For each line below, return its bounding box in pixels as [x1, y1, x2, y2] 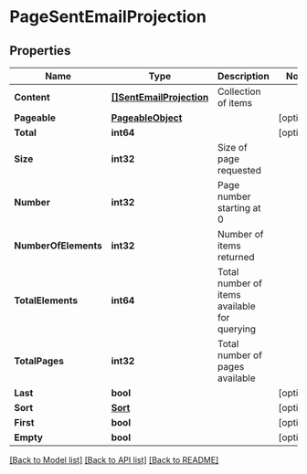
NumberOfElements [14, 239, 102, 252]
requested [217, 164, 262, 176]
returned [217, 251, 255, 263]
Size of [217, 142, 249, 153]
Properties [9, 43, 71, 58]
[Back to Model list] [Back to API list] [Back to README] [9, 455, 219, 465]
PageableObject [111, 111, 183, 124]
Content [14, 91, 50, 103]
